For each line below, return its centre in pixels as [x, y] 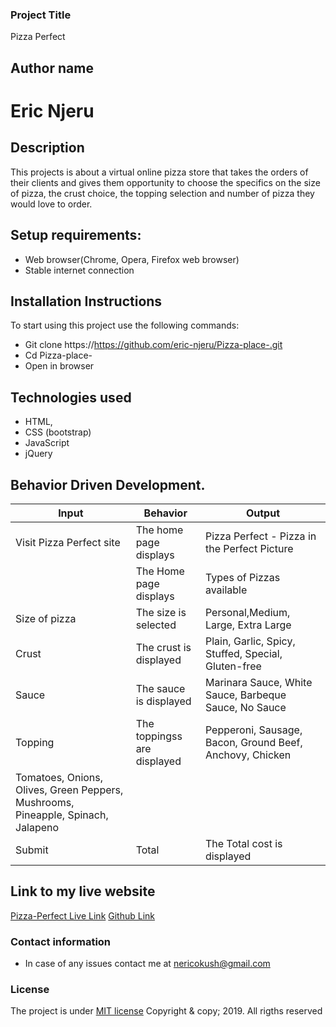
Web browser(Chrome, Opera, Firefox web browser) [132, 259]
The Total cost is [243, 843]
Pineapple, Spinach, [62, 815]
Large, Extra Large [248, 625]
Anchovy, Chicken [248, 755]
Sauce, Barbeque [245, 695]
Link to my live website [83, 891]
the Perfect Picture [249, 548]
